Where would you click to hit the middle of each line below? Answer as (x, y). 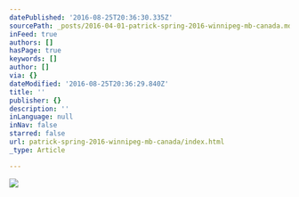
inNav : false (33, 126)
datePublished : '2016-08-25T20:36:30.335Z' (91, 17)
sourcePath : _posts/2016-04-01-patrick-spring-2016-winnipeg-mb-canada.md (151, 26)
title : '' (28, 92)
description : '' (39, 109)
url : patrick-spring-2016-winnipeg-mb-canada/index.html (117, 142)
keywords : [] (33, 59)
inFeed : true (33, 34)
